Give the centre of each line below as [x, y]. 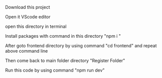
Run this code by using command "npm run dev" [55, 70]
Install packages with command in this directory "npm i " [63, 36]
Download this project [28, 7]
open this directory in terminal [36, 26]
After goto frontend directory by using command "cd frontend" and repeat [81, 46]
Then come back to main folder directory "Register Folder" [65, 61]
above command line [27, 51]
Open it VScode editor [28, 17]
